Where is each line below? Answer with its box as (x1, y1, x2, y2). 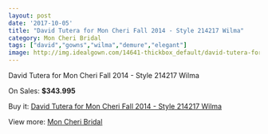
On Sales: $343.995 (8, 86, 76, 96)
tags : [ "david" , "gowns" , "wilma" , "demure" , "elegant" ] (8, 41, 187, 49)
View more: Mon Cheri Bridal (8, 117, 103, 126)
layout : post (8, 11, 52, 20)
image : (8, 49, 30, 57)
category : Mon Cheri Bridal (8, 33, 102, 42)
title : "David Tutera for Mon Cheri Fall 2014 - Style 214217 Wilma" (8, 26, 245, 34)
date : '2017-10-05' (8, 19, 73, 27)
